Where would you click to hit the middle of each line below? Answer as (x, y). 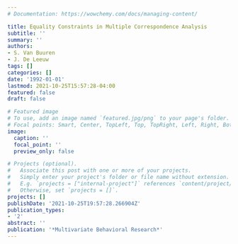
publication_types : (36, 210)
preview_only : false (44, 151)
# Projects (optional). (42, 164)
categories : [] (30, 72)
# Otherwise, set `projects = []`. (63, 190)
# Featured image (33, 112)
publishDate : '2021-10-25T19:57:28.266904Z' (74, 203)
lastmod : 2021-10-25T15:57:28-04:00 (61, 86)
